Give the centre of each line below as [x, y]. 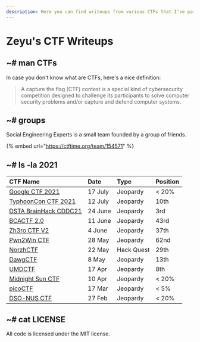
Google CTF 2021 [35, 192]
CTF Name [24, 182]
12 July [98, 201]
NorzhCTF [24, 250]
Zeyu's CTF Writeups [60, 41]
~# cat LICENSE [36, 319]
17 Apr [98, 269]
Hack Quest [133, 250]
